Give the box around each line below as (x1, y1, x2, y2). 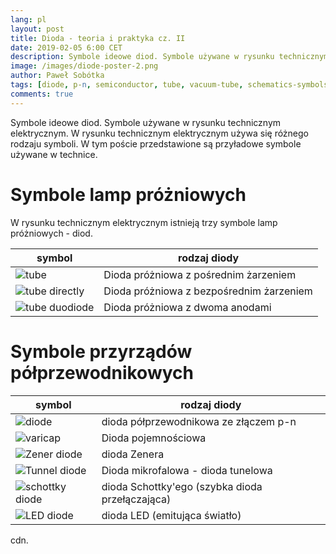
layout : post (10, 24, 65, 34)
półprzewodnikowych (10, 361, 194, 384)
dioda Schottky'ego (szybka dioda (101, 479, 263, 493)
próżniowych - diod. (10, 227, 93, 239)
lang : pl (10, 14, 47, 25)
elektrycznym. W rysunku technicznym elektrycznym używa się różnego (10, 127, 309, 139)
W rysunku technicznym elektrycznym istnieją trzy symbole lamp (10, 216, 278, 228)
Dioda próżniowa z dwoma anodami (103, 300, 272, 314)
